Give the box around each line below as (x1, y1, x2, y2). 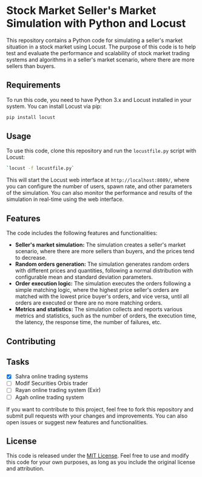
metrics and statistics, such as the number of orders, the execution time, (15, 312, 197, 319)
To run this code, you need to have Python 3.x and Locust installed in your (6, 96, 192, 103)
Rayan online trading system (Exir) (15, 387, 101, 394)
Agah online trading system (15, 393, 84, 401)
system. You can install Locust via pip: (6, 103, 102, 110)
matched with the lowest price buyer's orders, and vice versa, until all (15, 293, 189, 300)
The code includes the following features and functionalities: (6, 229, 158, 237)
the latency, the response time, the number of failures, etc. (15, 319, 162, 326)
